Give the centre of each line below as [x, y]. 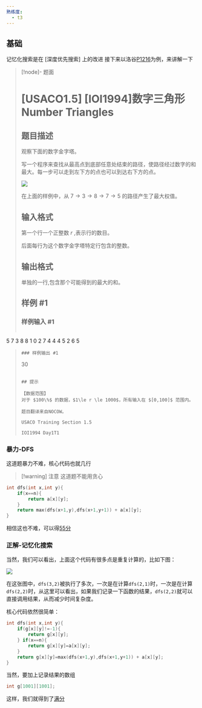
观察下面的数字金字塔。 [50, 151]
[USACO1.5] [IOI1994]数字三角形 [103, 99]
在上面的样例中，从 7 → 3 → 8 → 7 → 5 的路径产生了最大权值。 [100, 196]
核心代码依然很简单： [33, 612]
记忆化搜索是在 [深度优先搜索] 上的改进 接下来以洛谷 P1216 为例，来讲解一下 [100, 59]
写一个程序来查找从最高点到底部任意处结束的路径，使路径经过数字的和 [109, 165]
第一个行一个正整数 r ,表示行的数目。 [67, 233]
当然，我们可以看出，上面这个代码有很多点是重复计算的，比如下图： [91, 560]
